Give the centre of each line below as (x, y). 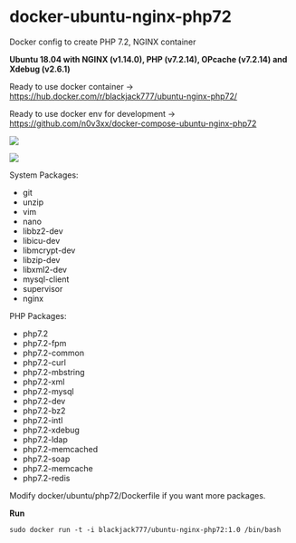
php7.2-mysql (48, 391)
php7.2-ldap (45, 439)
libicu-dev (41, 240)
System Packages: (44, 175)
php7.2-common (53, 353)
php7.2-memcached (60, 449)
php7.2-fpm (44, 343)
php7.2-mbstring (53, 372)
